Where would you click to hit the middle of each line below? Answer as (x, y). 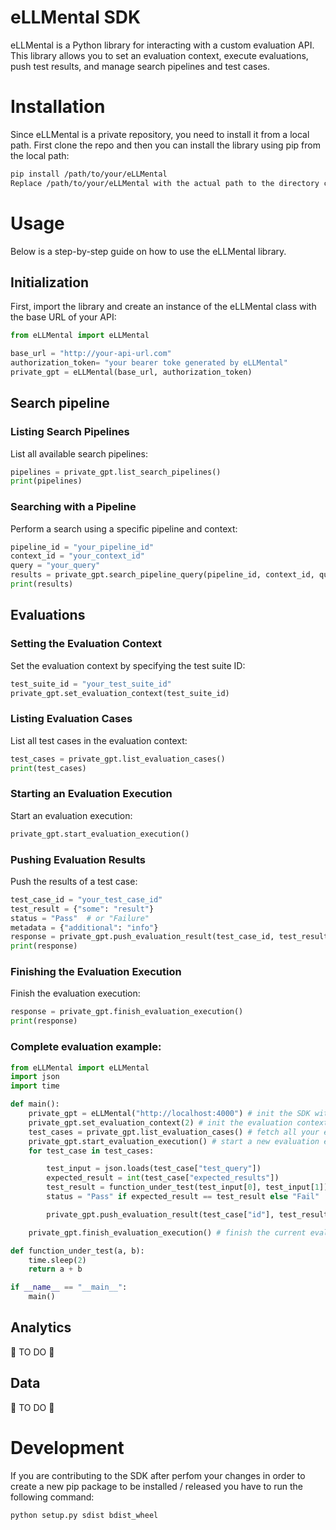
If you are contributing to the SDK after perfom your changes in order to (158, 1475)
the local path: (40, 155)
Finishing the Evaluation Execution (96, 972)
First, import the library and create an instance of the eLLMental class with (163, 307)
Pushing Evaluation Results (78, 859)
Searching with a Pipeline (73, 507)
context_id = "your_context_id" (77, 556)
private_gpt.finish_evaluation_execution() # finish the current (167, 1232)
